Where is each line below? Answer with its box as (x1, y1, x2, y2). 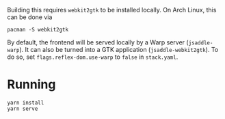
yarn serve (7, 105, 38, 112)
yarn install (7, 99, 44, 106)
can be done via (7, 13, 53, 21)
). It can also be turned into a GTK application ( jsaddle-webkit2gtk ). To (19, 46, 219, 53)
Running (7, 77, 56, 92)
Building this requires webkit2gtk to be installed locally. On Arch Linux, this (7, 6, 217, 14)
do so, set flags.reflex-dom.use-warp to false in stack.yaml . (7, 53, 178, 61)
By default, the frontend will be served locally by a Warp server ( (7, 38, 189, 47)
